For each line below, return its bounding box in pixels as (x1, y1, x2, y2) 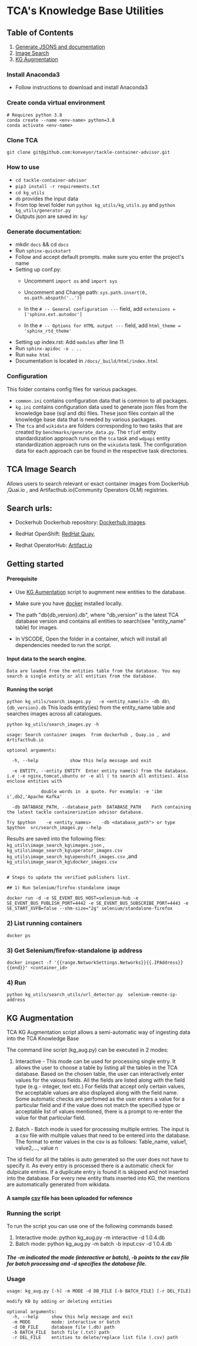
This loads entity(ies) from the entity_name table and (47, 704, 175, 711)
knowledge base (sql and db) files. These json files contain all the (15, 409, 174, 416)
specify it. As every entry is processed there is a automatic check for (6, 1162, 174, 1169)
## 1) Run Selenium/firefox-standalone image (6, 885, 120, 891)
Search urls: (6, 503, 52, 513)
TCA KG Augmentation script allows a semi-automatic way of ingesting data (6, 1029, 191, 1036)
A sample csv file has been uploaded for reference (6, 1194, 133, 1201)
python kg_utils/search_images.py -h (6, 721, 99, 728)
